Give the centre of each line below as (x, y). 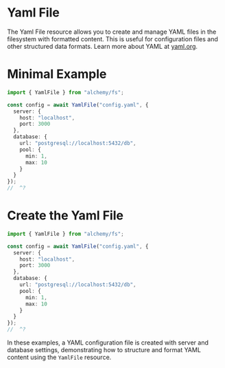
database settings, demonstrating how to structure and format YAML (104, 350)
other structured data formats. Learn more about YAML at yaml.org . (102, 46)
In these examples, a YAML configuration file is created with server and (108, 343)
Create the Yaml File (65, 216)
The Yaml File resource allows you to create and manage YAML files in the (112, 32)
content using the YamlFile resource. (59, 357)
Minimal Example (57, 74)
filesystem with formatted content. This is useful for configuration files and (113, 39)
